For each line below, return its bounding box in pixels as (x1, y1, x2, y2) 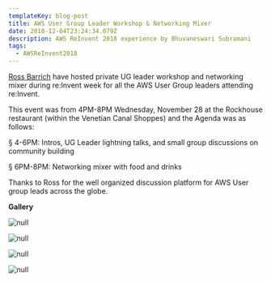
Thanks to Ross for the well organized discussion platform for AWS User (8, 177, 249, 187)
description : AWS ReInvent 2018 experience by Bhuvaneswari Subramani (8, 34, 252, 43)
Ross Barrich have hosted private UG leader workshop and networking (8, 72, 244, 81)
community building (8, 147, 74, 156)
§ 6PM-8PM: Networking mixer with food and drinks (8, 162, 182, 171)
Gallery (8, 202, 34, 211)
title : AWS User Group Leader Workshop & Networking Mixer (8, 19, 212, 28)
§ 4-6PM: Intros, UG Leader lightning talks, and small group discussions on (8, 138, 259, 147)
